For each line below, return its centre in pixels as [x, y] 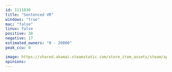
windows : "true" [23, 19]
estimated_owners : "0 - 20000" [39, 43]
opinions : [16, 61]
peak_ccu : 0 [18, 48]
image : [12, 57]
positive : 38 [19, 33]
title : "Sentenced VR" [29, 15]
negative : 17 [19, 39]
